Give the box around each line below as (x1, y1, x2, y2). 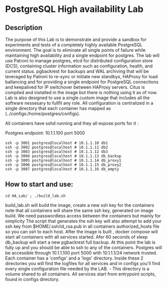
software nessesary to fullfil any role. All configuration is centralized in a (5, 100, 154, 106)
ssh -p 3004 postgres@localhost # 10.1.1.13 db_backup (5, 153, 122, 158)
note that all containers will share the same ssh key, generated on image (5, 207, 154, 213)
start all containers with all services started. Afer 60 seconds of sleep (5, 234, 148, 240)
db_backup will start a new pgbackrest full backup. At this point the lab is (5, 239, 156, 245)
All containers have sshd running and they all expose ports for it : (5, 121, 139, 126)
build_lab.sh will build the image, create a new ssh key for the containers (5, 202, 155, 208)
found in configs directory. (5, 276, 60, 282)
